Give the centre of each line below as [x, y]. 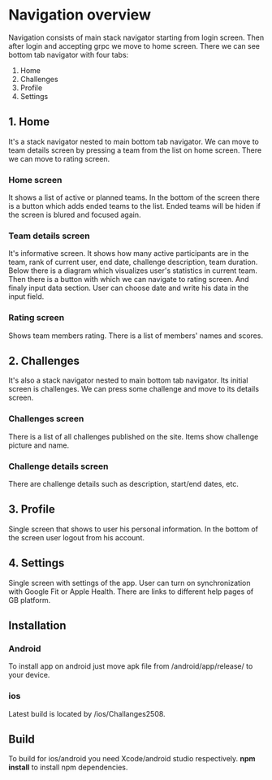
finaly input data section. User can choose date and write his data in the [129, 288]
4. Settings [37, 563]
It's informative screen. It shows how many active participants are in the [129, 253]
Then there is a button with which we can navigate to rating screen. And [129, 279]
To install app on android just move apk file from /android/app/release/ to [131, 666]
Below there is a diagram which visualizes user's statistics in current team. [133, 271]
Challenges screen [46, 418]
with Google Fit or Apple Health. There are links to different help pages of [131, 591]
